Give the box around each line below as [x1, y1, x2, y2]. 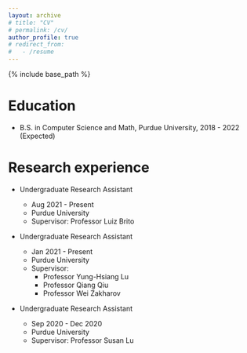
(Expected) [19, 131, 56, 140]
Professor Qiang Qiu [42, 280, 109, 289]
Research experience [8, 158, 150, 176]
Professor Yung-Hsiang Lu [42, 271, 129, 281]
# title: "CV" [8, 19, 55, 27]
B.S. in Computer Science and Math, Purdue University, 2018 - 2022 [19, 122, 240, 132]
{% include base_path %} [8, 70, 91, 78]
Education [8, 97, 76, 115]
